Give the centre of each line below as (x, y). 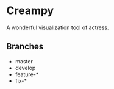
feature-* (27, 74)
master (24, 61)
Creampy (30, 11)
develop (25, 68)
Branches (25, 47)
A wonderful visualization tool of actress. (58, 27)
